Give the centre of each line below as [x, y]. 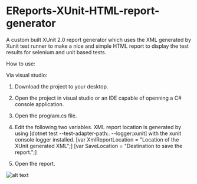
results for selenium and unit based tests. [56, 52]
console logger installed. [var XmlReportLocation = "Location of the [97, 139]
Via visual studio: [27, 75]
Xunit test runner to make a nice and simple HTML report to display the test [97, 46]
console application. [39, 104]
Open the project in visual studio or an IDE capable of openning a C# [98, 98]
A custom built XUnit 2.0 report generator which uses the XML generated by [99, 40]
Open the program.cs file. [46, 116]
